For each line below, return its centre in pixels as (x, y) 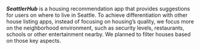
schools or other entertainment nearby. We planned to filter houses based (98, 34)
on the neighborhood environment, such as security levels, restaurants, (95, 28)
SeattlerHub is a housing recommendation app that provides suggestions (98, 9)
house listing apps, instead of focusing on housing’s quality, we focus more (100, 21)
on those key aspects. (34, 41)
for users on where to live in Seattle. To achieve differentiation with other (97, 15)
